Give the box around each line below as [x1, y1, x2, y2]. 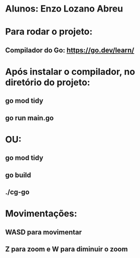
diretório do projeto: [5, 76, 90, 88]
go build [5, 171, 32, 179]
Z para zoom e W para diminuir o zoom [5, 245, 128, 253]
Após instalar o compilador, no [5, 66, 135, 77]
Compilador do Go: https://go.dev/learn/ [5, 46, 134, 54]
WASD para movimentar [5, 228, 82, 236]
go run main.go [5, 113, 54, 122]
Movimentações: [5, 208, 77, 219]
